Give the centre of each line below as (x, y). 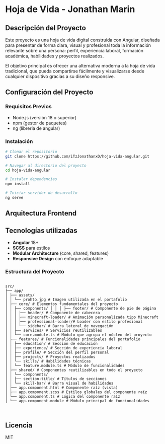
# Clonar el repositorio (31, 152)
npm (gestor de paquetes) (39, 123)
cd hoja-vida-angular (28, 170)
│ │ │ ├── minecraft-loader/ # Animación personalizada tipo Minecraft (82, 317)
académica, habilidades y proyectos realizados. (55, 56)
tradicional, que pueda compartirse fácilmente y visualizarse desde (75, 71)
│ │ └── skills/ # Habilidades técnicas (48, 361)
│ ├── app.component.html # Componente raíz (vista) (62, 388)
